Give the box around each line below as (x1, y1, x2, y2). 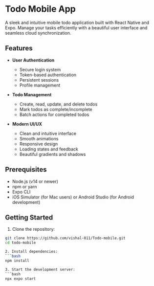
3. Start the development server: (5, 267, 76, 272)
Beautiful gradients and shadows (19, 151, 86, 157)
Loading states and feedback (19, 146, 79, 152)
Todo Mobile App (5, 3, 76, 15)
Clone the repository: (12, 226, 55, 232)
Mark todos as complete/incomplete (19, 106, 93, 112)
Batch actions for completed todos (19, 111, 89, 117)
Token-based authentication (19, 72, 77, 78)
